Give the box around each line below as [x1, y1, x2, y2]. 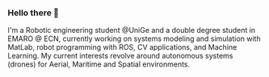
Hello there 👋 [7, 7, 60, 18]
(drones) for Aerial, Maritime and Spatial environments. [7, 59, 191, 69]
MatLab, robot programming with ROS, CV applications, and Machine [7, 43, 237, 52]
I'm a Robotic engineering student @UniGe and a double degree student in [7, 26, 256, 35]
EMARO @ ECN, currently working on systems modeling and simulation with [7, 34, 261, 43]
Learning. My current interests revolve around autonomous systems [7, 51, 233, 61]
